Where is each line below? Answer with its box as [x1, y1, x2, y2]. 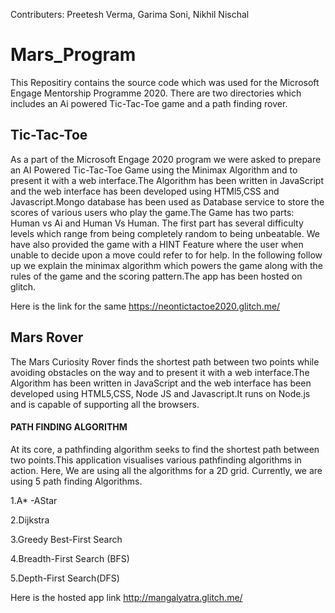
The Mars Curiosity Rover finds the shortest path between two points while [10, 355, 320, 368]
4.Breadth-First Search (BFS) [10, 552, 130, 564]
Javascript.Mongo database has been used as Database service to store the [10, 195, 325, 208]
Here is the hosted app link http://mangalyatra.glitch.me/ [10, 591, 243, 603]
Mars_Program [10, 44, 137, 66]
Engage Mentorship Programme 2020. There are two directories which [10, 87, 302, 99]
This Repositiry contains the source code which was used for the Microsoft [10, 76, 320, 88]
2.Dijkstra [10, 514, 50, 526]
